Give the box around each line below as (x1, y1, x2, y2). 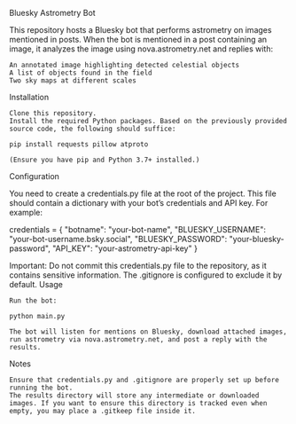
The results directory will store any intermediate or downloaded (9, 391, 260, 400)
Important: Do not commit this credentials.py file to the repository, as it (9, 261, 268, 271)
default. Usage (9, 279, 64, 289)
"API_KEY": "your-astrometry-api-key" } (51, 243, 198, 254)
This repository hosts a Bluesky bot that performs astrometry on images (9, 25, 272, 35)
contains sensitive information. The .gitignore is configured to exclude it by (9, 270, 283, 280)
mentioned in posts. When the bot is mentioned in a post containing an (9, 35, 268, 44)
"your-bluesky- (229, 234, 285, 244)
